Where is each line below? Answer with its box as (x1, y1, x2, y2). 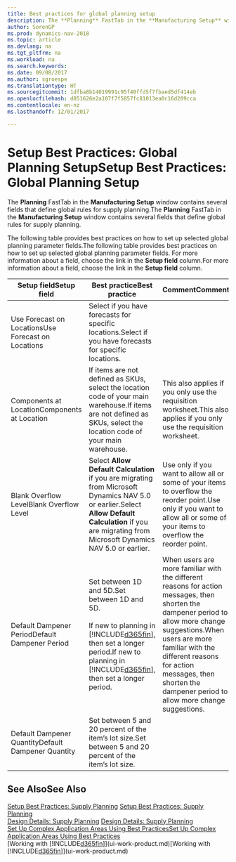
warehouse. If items (88, 400, 152, 410)
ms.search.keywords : (7, 63, 68, 70)
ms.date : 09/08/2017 (7, 69, 68, 76)
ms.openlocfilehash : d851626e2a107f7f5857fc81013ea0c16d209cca (7, 96, 197, 103)
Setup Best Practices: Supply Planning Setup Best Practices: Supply (7, 802, 204, 810)
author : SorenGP (7, 23, 55, 30)
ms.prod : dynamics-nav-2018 (7, 30, 90, 37)
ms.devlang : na (7, 43, 52, 50)
